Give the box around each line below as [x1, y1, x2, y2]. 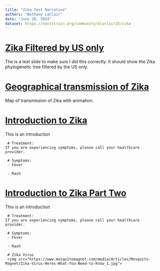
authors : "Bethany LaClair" [5, 12, 63, 17]
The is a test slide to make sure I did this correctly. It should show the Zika [5, 59, 156, 65]
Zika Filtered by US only [5, 43, 104, 53]
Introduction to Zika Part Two [5, 187, 127, 199]
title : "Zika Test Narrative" [5, 7, 67, 12]
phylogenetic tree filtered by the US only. [5, 64, 89, 70]
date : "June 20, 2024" [5, 16, 52, 21]
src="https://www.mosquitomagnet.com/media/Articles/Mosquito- [18, 257, 151, 262]
